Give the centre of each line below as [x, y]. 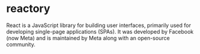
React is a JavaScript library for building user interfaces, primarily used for [99, 25]
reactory [28, 9]
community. [21, 44]
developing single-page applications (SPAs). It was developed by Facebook [100, 31]
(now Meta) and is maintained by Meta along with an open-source [88, 38]
